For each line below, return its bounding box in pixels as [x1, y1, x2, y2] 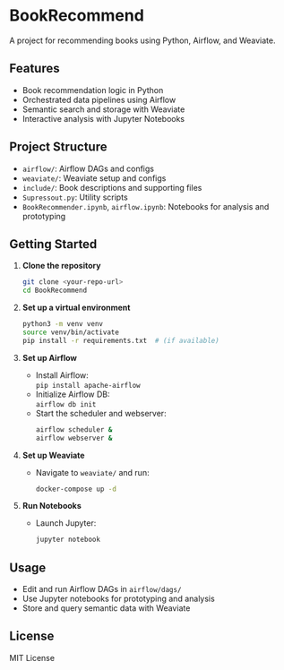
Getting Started [9, 236, 98, 252]
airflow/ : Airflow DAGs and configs [22, 163, 155, 174]
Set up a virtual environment [22, 302, 131, 314]
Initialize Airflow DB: [35, 389, 110, 399]
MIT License [9, 652, 56, 663]
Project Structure [9, 140, 108, 155]
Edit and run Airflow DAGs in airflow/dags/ [22, 584, 182, 595]
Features [9, 61, 60, 76]
